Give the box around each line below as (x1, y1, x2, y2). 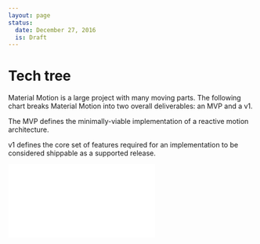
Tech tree (8, 67, 72, 85)
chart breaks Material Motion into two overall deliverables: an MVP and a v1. (8, 101, 253, 111)
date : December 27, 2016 (15, 26, 96, 34)
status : (8, 19, 34, 27)
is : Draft (15, 33, 47, 42)
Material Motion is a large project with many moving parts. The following (8, 93, 241, 103)
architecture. (8, 125, 49, 134)
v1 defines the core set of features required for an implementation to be (8, 140, 239, 150)
